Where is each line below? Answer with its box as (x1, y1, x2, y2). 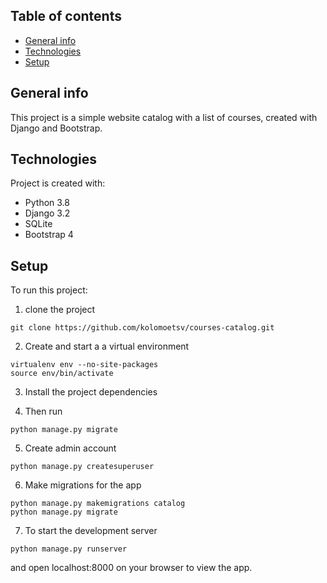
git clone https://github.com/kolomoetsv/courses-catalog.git (10, 323, 275, 333)
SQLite (24, 218, 53, 230)
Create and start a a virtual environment (24, 340, 190, 353)
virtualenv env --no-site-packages (10, 360, 159, 370)
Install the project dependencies (24, 386, 158, 398)
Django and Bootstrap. (10, 122, 103, 134)
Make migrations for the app (24, 479, 142, 491)
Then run (24, 405, 63, 418)
